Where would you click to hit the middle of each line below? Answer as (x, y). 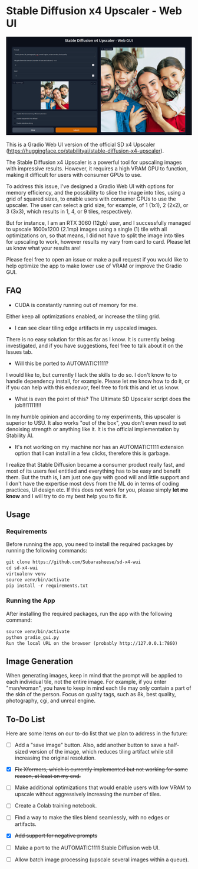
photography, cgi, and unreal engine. (51, 701)
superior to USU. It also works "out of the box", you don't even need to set (96, 423)
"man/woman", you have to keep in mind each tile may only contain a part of (99, 688)
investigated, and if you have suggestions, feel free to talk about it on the (95, 345)
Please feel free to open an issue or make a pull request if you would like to (97, 259)
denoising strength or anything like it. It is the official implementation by (93, 429)
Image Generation (40, 661)
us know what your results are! (44, 248)
